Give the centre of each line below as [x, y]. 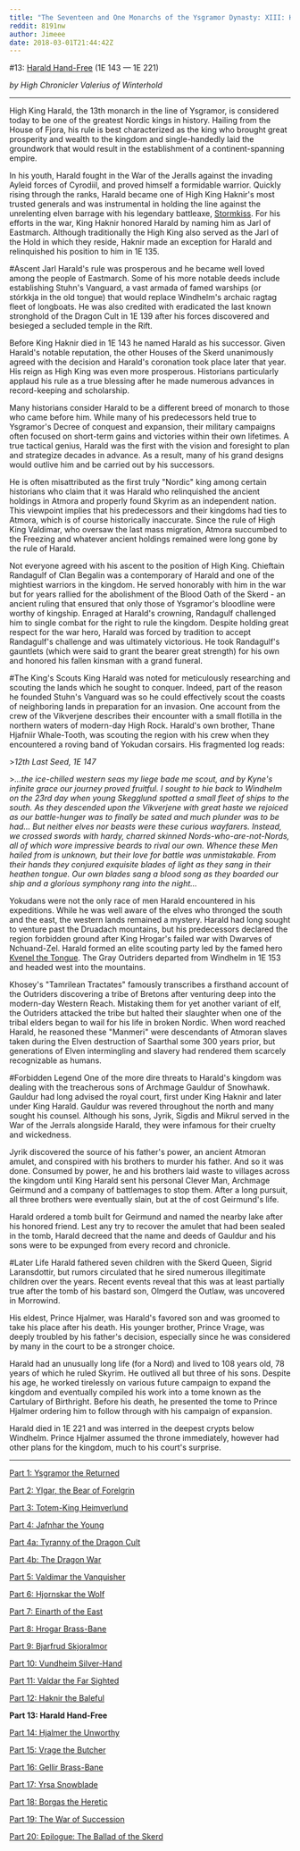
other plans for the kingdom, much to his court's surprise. [115, 1447]
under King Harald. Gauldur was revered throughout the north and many [142, 1106]
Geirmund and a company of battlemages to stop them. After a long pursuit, [149, 1190]
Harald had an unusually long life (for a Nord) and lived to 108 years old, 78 [147, 1364]
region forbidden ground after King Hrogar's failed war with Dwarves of [141, 939]
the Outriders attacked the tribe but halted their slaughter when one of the [146, 1013]
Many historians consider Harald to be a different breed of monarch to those [150, 408]
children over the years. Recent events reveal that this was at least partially [147, 1282]
